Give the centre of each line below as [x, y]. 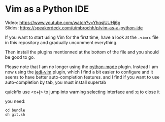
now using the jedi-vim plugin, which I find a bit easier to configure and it [79, 72]
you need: [15, 101]
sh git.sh [15, 114]
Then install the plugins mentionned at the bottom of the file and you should [82, 52]
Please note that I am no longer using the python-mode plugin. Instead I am [82, 67]
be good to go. [20, 57]
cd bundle [15, 110]
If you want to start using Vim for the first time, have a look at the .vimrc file [82, 37]
